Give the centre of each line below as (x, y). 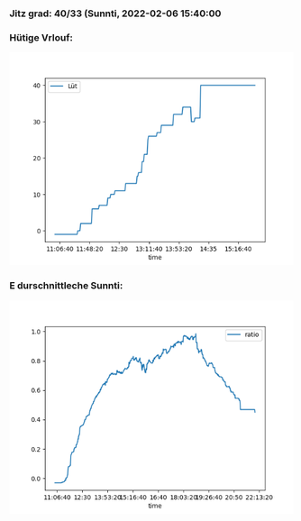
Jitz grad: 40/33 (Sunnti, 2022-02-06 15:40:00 (115, 14)
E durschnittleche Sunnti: (66, 286)
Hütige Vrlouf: (41, 37)
